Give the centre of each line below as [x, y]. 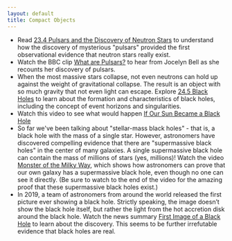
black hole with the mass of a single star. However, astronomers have [116, 135]
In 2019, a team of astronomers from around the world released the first [119, 194]
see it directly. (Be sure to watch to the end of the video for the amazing [120, 179]
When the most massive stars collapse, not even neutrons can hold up [117, 76]
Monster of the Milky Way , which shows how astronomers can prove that [121, 165]
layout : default [30, 14]
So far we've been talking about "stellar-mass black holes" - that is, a [116, 128]
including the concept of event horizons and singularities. [99, 106]
